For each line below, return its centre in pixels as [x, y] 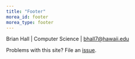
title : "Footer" [26, 11]
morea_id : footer [27, 17]
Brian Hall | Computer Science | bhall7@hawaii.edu [67, 39]
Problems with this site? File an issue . [51, 50]
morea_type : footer [30, 22]
